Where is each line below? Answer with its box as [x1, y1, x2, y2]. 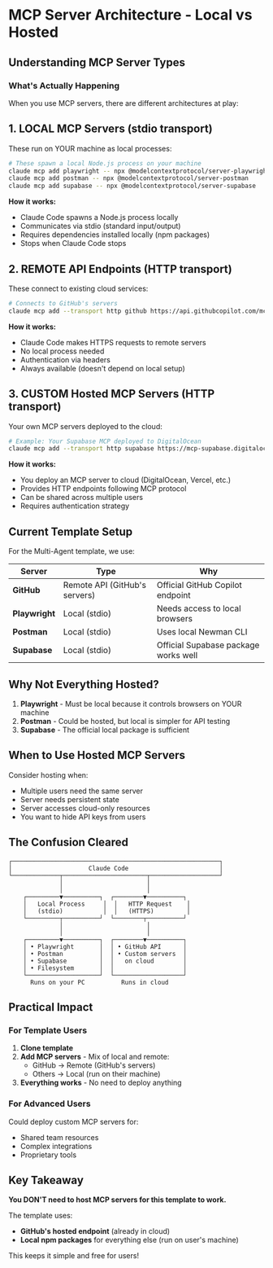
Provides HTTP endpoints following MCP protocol [19, 484, 187, 494]
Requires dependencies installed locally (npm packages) [19, 230, 210, 239]
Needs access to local [156, 603, 241, 614]
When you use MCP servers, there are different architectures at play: [8, 98, 239, 107]
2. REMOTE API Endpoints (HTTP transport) [8, 262, 233, 276]
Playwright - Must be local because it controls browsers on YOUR [19, 699, 242, 709]
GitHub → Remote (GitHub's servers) [32, 1060, 156, 1070]
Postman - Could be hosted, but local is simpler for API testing [19, 716, 231, 726]
